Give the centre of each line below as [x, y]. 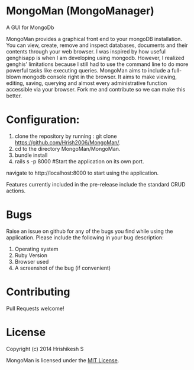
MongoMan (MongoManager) [80, 11]
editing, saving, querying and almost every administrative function [87, 83]
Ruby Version [31, 255]
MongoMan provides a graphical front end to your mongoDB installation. [94, 39]
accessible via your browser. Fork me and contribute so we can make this [96, 89]
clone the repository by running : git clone [66, 136]
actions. [16, 191]
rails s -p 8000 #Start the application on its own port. [79, 161]
